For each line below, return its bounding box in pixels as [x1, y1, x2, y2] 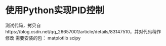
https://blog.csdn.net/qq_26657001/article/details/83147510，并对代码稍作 [5, 28, 161, 34]
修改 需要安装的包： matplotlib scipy [5, 35, 81, 41]
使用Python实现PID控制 [5, 5, 105, 16]
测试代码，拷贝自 [5, 22, 41, 28]
